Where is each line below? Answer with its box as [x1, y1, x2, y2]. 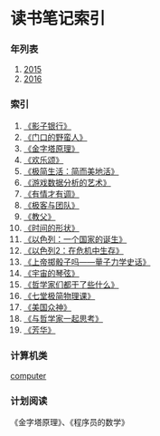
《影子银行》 [23, 120, 71, 131]
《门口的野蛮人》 [23, 131, 88, 142]
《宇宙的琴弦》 [23, 267, 80, 278]
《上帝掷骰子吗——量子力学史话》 [23, 256, 151, 267]
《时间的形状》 [23, 222, 80, 233]
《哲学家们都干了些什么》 [23, 278, 119, 290]
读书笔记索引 [10, 8, 107, 29]
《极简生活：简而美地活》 [23, 165, 119, 177]
